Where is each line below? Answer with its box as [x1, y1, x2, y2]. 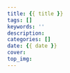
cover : [7, 49, 26, 56]
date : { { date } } [7, 42, 58, 49]
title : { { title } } [7, 10, 64, 17]
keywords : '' [7, 23, 45, 30]
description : [7, 29, 45, 37]
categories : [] [7, 36, 51, 43]
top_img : [7, 56, 33, 63]
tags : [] [7, 17, 33, 24]
